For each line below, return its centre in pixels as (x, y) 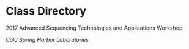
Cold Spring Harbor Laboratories (47, 39)
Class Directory (46, 11)
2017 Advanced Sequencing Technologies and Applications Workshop (94, 28)
